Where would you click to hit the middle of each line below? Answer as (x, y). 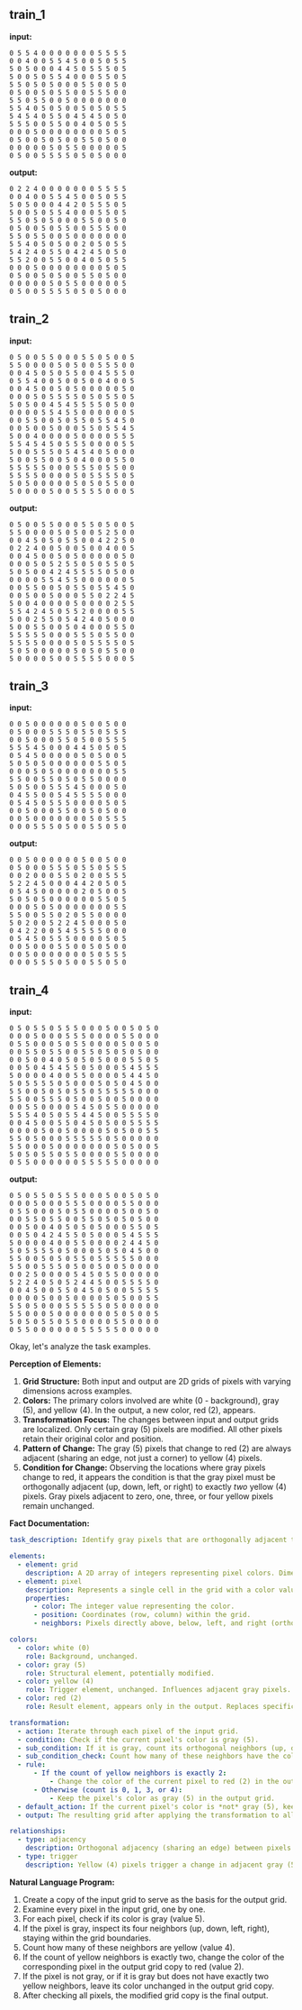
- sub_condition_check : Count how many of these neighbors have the (148, 1757)
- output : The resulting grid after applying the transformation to (148, 1815)
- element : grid (48, 1565)
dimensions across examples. (77, 1391)
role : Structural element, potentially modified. (120, 1673)
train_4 (29, 990)
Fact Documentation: (49, 1523)
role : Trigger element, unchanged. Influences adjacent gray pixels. (159, 1690)
